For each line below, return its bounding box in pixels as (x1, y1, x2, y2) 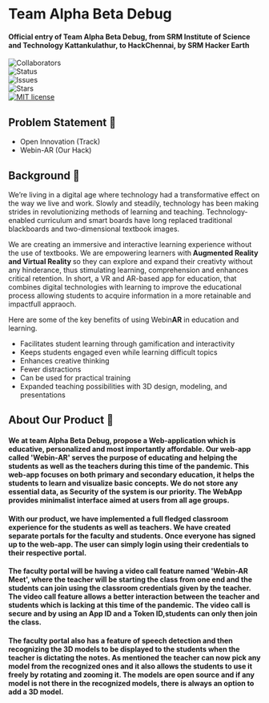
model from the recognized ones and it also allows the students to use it (8, 661, 253, 671)
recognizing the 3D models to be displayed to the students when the (8, 644, 240, 654)
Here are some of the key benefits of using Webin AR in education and (8, 315, 239, 325)
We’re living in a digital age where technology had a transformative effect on (8, 190, 260, 200)
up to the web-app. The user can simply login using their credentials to (8, 539, 249, 549)
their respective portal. (8, 547, 86, 558)
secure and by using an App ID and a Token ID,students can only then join (8, 609, 258, 619)
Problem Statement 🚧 (8, 116, 117, 129)
